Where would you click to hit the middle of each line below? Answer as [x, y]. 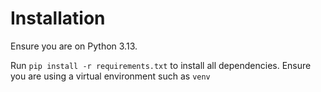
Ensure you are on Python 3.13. [74, 46]
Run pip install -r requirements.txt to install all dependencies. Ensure [161, 65]
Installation [58, 18]
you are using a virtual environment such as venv [110, 76]
